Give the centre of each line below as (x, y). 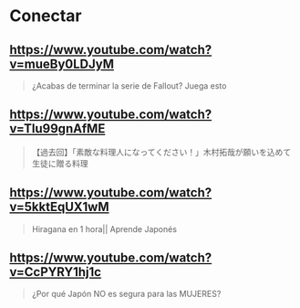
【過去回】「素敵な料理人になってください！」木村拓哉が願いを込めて (161, 152)
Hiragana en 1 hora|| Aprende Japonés (104, 228)
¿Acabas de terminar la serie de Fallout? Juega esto (129, 86)
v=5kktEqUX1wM (59, 207)
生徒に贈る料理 (60, 163)
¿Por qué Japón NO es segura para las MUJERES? (126, 294)
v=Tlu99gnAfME (57, 129)
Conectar (46, 16)
